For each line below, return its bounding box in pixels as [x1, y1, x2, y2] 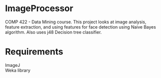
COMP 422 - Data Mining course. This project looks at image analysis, [5, 19, 146, 25]
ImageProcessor [5, 3, 74, 14]
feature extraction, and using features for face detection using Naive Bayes [5, 24, 156, 30]
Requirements [5, 47, 63, 57]
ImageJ [5, 62, 20, 68]
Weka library [5, 67, 31, 73]
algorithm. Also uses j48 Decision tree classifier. [5, 29, 102, 35]
